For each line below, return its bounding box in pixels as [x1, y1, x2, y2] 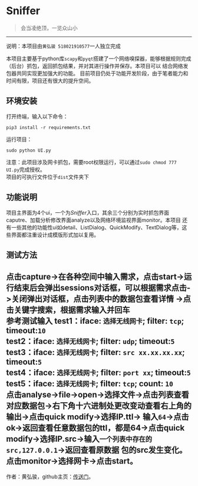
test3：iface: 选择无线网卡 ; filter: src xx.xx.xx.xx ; [6, 347, 186, 357]
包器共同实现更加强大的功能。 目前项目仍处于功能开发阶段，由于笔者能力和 [6, 70, 189, 77]
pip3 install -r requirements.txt [6, 124, 91, 130]
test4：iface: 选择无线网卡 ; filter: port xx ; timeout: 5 [6, 367, 192, 378]
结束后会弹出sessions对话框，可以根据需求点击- [14, 283, 191, 293]
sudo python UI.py [6, 147, 51, 153]
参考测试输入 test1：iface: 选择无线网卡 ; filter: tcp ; [6, 316, 184, 326]
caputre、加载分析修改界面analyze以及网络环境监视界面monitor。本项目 [6, 216, 181, 224]
